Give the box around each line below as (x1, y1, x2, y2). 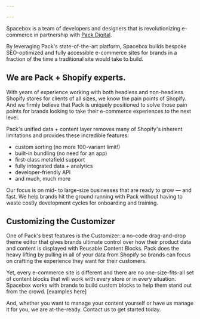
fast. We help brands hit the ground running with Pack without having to (6, 193, 183, 200)
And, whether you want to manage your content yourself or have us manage (6, 299, 194, 307)
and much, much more (14, 175, 70, 182)
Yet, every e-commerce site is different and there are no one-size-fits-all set (6, 269, 194, 276)
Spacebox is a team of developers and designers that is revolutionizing (6, 24, 181, 32)
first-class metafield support (14, 156, 85, 163)
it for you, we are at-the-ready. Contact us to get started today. (6, 306, 161, 313)
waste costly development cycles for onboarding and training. (6, 199, 158, 206)
